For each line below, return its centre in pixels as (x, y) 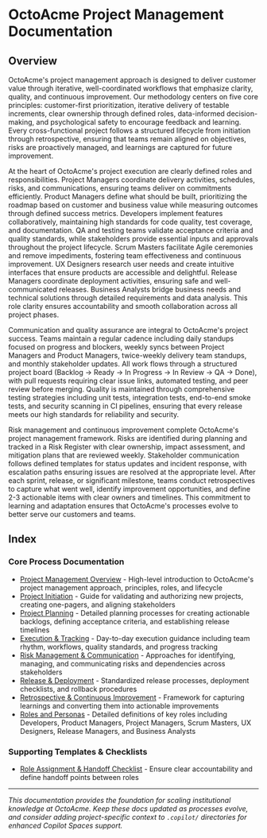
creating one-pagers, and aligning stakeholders (98, 604)
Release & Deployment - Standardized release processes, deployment (134, 680)
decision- (242, 114)
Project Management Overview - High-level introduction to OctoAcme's (137, 579)
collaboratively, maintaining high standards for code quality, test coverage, (130, 222)
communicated (33, 289)
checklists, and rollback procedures (78, 689)
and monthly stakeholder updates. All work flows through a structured (123, 364)
